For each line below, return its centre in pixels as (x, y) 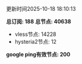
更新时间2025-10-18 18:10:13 (41, 9)
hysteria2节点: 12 (36, 42)
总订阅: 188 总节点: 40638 (39, 22)
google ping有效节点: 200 (38, 54)
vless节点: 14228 (35, 34)
